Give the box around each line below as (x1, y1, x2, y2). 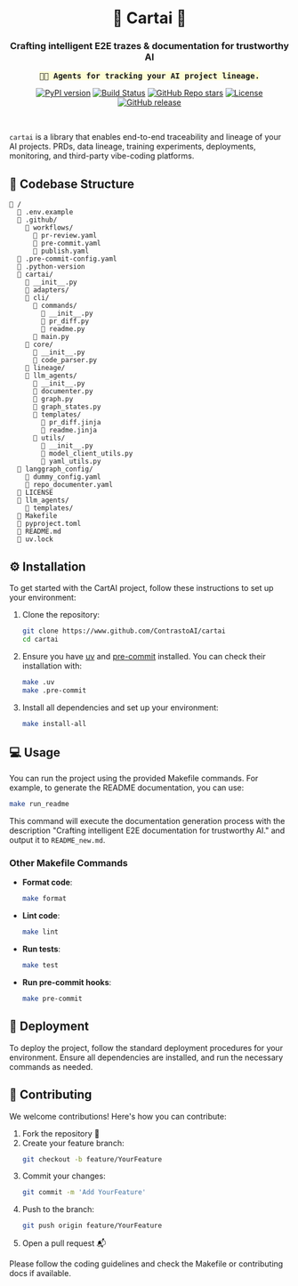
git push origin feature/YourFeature (21, 1221, 163, 1231)
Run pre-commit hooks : (21, 977, 112, 988)
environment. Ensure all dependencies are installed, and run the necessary (9, 1052, 284, 1063)
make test (21, 961, 60, 970)
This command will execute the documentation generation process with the (9, 816, 286, 827)
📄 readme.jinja (41, 426, 98, 435)
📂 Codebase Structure (9, 176, 135, 191)
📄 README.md (17, 527, 62, 537)
